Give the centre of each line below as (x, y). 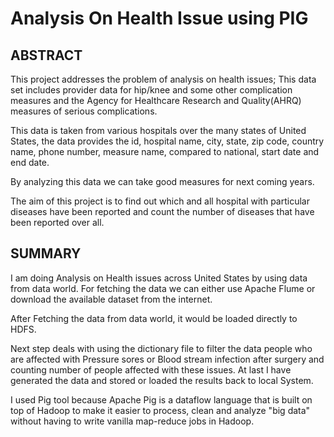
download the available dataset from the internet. (111, 299)
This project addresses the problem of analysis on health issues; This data (163, 79)
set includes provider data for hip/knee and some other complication (151, 90)
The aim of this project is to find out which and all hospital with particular (160, 201)
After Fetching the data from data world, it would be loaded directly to (154, 318)
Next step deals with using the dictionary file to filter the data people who (161, 348)
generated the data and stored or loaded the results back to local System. (162, 380)
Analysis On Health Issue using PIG (159, 18)
